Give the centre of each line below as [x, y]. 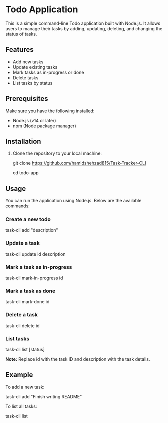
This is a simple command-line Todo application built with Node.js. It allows [83, 23]
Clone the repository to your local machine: [57, 153]
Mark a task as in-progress [39, 267]
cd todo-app [25, 173]
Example [19, 375]
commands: [18, 206]
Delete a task [21, 315]
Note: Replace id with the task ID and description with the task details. [78, 359]
